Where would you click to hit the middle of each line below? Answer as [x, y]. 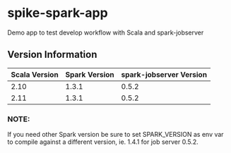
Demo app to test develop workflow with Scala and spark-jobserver [106, 32]
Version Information [52, 55]
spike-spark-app [58, 13]
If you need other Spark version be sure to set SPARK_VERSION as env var [115, 135]
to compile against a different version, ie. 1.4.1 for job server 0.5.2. [103, 142]
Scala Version [35, 74]
